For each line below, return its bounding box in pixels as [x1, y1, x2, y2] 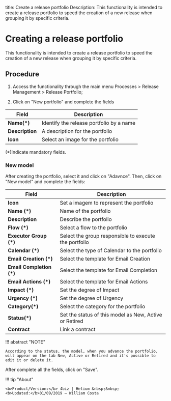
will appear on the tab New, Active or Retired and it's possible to [5, 353, 156, 358]
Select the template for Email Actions [60, 278, 148, 285]
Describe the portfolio [60, 216, 112, 223]
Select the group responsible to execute [60, 233, 155, 240]
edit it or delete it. [5, 358, 53, 363]
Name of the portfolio [60, 208, 111, 215]
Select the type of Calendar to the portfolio [60, 247, 162, 254]
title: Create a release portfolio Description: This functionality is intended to [5, 5, 163, 10]
